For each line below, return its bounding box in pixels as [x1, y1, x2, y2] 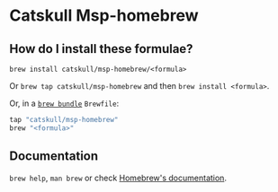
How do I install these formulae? [9, 41, 193, 57]
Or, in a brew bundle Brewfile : [9, 98, 120, 109]
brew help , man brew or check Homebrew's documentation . [9, 172, 228, 183]
